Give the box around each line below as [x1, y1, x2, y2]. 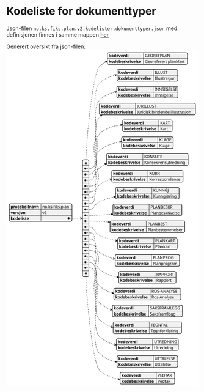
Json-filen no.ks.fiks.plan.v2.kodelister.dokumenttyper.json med [6, 24, 178, 32]
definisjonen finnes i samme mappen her [6, 31, 109, 38]
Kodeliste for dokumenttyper [6, 4, 156, 18]
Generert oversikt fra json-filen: [6, 43, 86, 50]
